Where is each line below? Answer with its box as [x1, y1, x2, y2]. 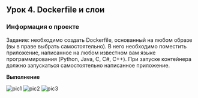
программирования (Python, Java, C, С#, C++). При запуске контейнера [6, 55, 192, 62]
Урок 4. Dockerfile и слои [6, 5, 105, 15]
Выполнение [6, 73, 40, 80]
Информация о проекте [6, 23, 79, 31]
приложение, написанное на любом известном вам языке [6, 49, 156, 56]
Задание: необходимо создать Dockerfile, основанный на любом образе [6, 36, 193, 44]
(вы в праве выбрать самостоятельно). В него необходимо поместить [6, 42, 187, 50]
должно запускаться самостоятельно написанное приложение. [6, 62, 170, 69]
